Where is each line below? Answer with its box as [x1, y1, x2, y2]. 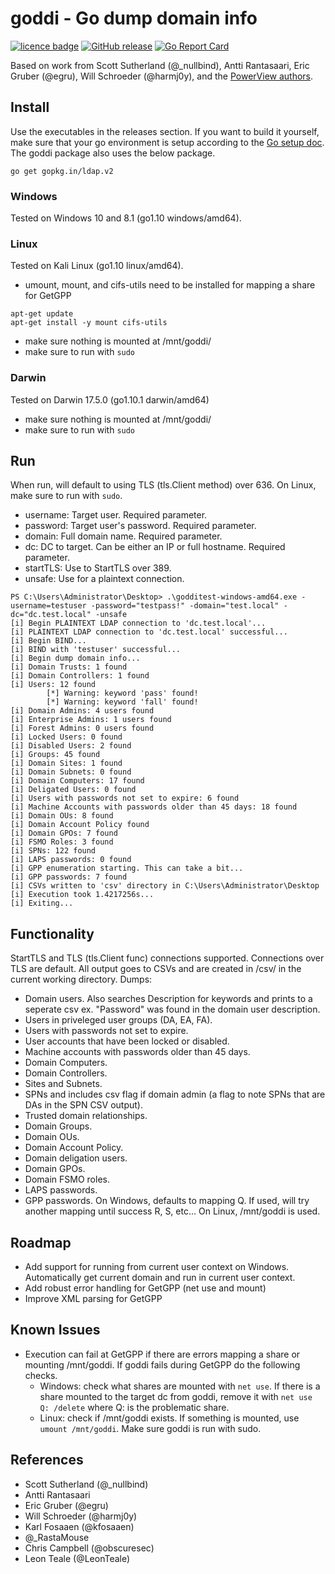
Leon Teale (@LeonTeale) [24, 1552, 131, 1564]
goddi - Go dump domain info [10, 7, 258, 30]
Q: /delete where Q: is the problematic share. [39, 1401, 230, 1413]
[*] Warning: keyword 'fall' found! [46, 697, 199, 707]
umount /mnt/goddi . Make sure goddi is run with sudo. [39, 1422, 262, 1434]
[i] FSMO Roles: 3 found [10, 837, 114, 847]
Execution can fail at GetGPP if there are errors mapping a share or [24, 1348, 301, 1360]
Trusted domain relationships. [24, 1110, 148, 1122]
